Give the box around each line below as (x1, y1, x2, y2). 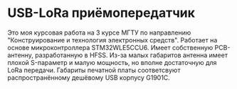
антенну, (7, 51, 34, 59)
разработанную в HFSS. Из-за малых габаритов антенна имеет (35, 51, 228, 59)
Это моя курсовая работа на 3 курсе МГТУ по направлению (7, 28, 191, 37)
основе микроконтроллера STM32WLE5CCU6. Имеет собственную (7, 43, 214, 52)
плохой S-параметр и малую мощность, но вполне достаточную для (7, 58, 217, 66)
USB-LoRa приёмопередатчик (7, 5, 196, 21)
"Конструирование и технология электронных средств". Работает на (7, 35, 218, 44)
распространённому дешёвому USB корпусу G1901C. (7, 73, 171, 82)
